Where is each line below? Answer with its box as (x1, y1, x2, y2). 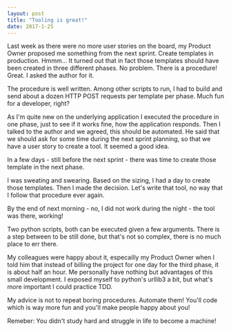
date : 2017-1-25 (7, 23, 54, 30)
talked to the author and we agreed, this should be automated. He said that (7, 127, 220, 136)
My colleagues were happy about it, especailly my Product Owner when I (7, 253, 215, 261)
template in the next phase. (7, 163, 85, 172)
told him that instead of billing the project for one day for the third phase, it (7, 261, 219, 269)
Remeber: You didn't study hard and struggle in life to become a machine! (7, 317, 217, 325)
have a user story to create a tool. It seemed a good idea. (7, 142, 170, 151)
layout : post (7, 10, 45, 17)
